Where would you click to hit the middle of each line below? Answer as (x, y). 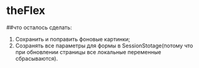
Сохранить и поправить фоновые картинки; (72, 39)
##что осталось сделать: (39, 27)
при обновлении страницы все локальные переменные (88, 52)
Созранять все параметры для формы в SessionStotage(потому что (104, 46)
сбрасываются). (37, 58)
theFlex (26, 11)
